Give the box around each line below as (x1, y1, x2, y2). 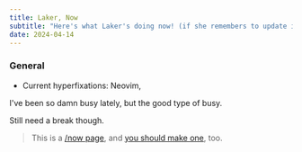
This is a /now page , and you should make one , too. (31, 132, 223, 143)
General (9, 59, 45, 72)
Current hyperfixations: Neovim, (22, 80, 142, 91)
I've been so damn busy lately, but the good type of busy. (9, 97, 223, 108)
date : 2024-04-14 (9, 30, 75, 39)
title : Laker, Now (9, 13, 78, 22)
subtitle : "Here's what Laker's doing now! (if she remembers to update (9, 22, 288, 31)
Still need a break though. (9, 114, 105, 126)
